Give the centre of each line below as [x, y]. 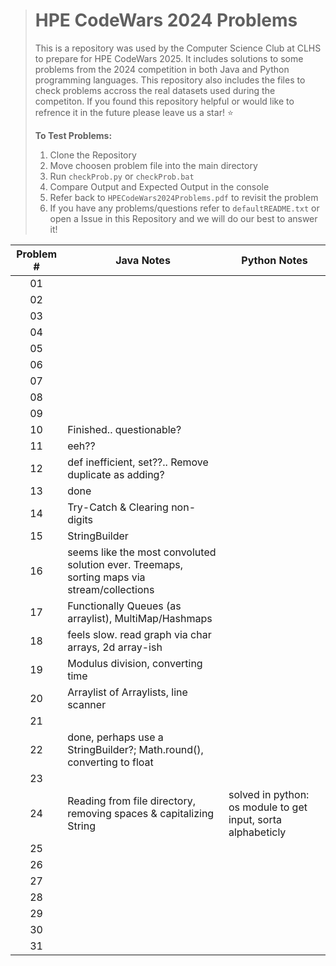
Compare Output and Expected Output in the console [159, 186]
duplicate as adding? [116, 474]
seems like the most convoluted [142, 552]
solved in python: [269, 794]
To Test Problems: [73, 135]
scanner [87, 704]
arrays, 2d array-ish [115, 647]
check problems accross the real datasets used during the [155, 90]
